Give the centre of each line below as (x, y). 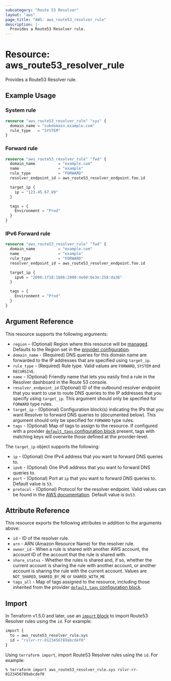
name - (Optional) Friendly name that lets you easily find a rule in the (84, 376)
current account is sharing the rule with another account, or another (84, 566)
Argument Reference (39, 322)
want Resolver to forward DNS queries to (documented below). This (84, 415)
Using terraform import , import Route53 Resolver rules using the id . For (82, 655)
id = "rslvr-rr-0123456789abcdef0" (48, 640)
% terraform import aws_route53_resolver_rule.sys (60, 670)
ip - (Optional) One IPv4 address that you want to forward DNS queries (88, 456)
